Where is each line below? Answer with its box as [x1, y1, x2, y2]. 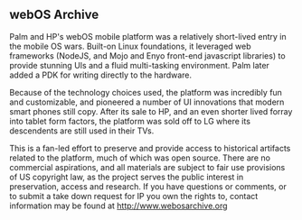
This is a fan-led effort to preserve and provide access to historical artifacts [9, 142, 291, 153]
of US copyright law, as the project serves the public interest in [9, 171, 244, 182]
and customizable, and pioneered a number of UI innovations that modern [9, 96, 285, 107]
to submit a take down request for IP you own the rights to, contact [9, 190, 259, 201]
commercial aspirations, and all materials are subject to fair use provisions [9, 161, 286, 172]
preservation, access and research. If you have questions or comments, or [9, 180, 287, 192]
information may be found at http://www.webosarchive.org [9, 200, 228, 211]
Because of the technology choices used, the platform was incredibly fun [9, 87, 283, 97]
